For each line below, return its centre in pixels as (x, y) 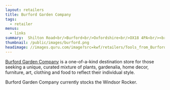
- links (18, 33)
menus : (12, 29)
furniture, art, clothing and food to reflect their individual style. (70, 72)
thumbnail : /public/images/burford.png (47, 43)
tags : (11, 19)
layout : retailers (25, 10)
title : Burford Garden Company (38, 15)
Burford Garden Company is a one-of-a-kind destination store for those (80, 61)
